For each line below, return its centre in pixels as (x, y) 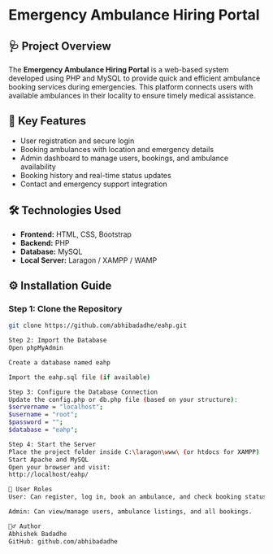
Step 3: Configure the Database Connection (83, 392)
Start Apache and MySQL (49, 460)
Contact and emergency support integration (94, 184)
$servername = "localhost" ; (56, 407)
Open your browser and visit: (60, 467)
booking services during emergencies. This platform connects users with (131, 87)
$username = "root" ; (43, 415)
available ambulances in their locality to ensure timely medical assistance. (132, 96)
